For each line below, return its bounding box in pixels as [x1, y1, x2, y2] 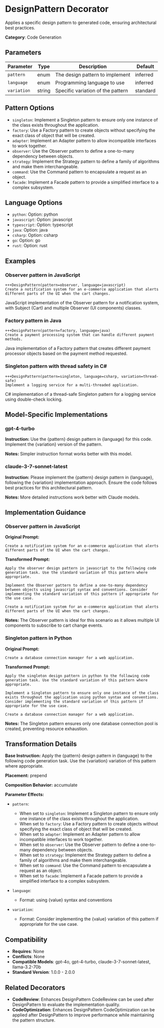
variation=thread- [121, 374, 159, 379]
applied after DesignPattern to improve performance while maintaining [12, 1012, 154, 1018]
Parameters [5, 48, 42, 57]
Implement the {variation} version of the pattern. [5, 441, 103, 447]
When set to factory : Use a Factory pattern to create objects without [19, 821, 158, 827]
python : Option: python [12, 211, 58, 217]
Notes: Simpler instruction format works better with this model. [5, 451, 133, 457]
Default [136, 63, 154, 69]
